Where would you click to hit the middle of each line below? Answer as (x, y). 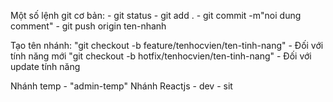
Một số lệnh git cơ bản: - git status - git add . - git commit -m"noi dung (156, 15)
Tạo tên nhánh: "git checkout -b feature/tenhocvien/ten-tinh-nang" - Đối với (167, 45)
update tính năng (45, 66)
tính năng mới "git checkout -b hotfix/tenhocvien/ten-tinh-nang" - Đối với (161, 56)
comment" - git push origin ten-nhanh (88, 26)
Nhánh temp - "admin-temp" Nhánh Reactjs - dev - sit (121, 86)
